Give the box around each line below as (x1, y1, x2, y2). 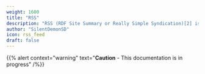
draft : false (6, 37, 40, 43)
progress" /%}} (6, 61, 45, 68)
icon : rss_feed (6, 32, 45, 38)
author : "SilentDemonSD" (6, 26, 70, 32)
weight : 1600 (6, 9, 40, 15)
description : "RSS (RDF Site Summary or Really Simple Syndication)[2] (6, 20, 192, 26)
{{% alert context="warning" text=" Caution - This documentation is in (6, 54, 183, 61)
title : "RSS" (6, 15, 40, 21)
